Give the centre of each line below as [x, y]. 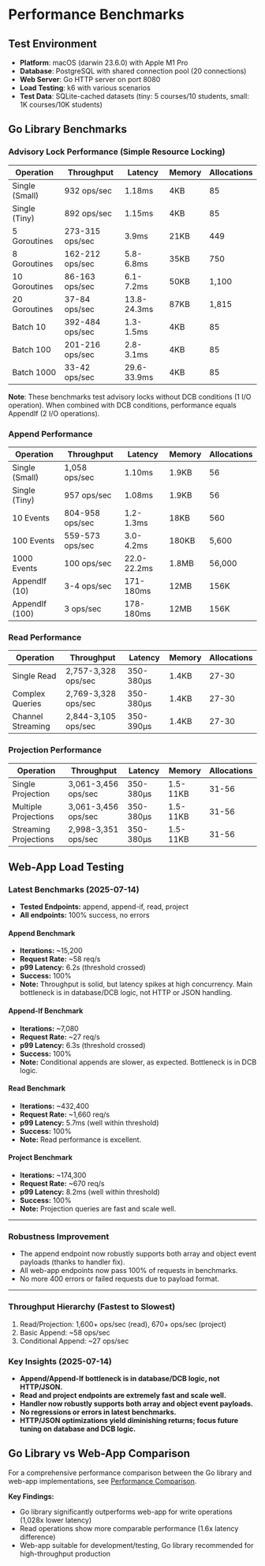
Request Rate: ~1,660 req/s [65, 1114]
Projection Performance [55, 750]
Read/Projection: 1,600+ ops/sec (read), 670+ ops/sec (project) [123, 1324]
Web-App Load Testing [66, 867]
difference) [37, 1537]
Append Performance [50, 434]
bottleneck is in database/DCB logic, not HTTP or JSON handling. [126, 993]
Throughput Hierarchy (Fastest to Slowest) [92, 1307]
